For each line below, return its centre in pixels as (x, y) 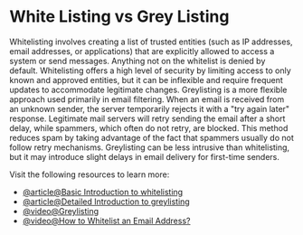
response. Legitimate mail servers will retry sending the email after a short (147, 118)
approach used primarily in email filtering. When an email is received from (147, 99)
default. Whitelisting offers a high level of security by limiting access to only (150, 70)
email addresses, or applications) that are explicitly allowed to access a (142, 51)
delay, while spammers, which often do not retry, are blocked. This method (149, 127)
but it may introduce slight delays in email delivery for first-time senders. (145, 156)
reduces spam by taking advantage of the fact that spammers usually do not (151, 137)
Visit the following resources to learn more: (90, 174)
